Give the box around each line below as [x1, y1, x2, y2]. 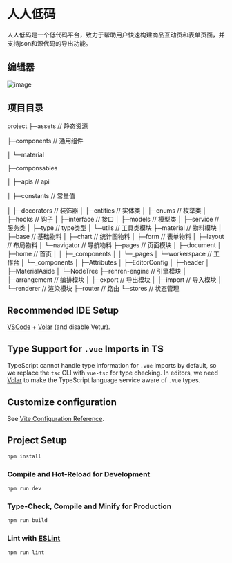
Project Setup [7, 434, 68, 447]
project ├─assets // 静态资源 [7, 122, 88, 130]
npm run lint [7, 549, 45, 556]
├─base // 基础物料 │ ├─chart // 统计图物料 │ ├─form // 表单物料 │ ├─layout [7, 232, 224, 240]
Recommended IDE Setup [7, 304, 119, 316]
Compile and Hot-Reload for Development [7, 469, 151, 479]
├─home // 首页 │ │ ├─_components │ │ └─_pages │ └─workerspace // [7, 249, 212, 258]
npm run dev [7, 485, 41, 492]
